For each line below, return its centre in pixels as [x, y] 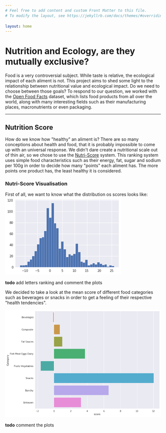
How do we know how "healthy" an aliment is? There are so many [72, 139]
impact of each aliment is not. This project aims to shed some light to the [79, 81]
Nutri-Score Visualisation [36, 183]
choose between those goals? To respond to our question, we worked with [81, 91]
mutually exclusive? [47, 62]
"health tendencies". [26, 303]
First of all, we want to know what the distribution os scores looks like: [77, 194]
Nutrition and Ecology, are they [70, 51]
